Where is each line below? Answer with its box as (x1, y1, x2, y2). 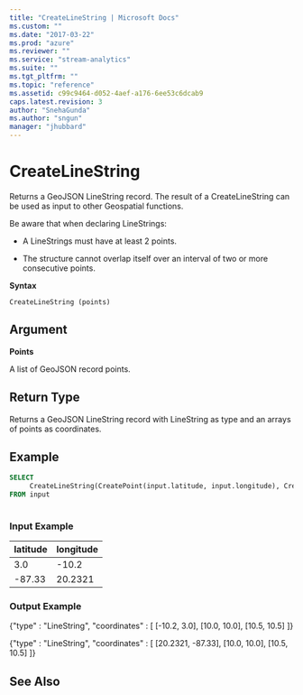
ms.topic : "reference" (9, 80, 95, 89)
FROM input (9, 490, 50, 499)
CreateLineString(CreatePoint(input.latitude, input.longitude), (29, 482, 280, 491)
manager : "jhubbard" (9, 123, 87, 132)
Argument (9, 322, 68, 338)
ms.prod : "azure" (9, 38, 75, 48)
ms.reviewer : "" (9, 47, 70, 56)
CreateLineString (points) (9, 297, 111, 307)
